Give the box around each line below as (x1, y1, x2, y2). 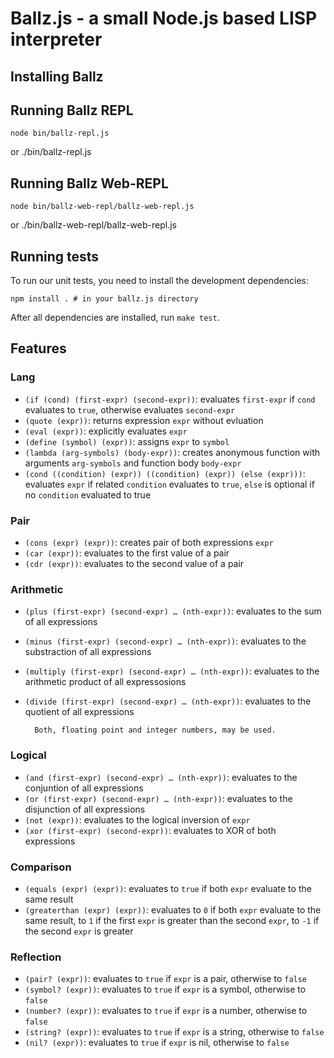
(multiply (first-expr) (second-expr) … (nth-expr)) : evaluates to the (24, 665, 320, 677)
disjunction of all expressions (24, 803, 146, 815)
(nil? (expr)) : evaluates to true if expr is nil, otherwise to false (24, 1037, 290, 1049)
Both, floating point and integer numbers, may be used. (34, 725, 277, 736)
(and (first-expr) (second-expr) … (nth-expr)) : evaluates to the (24, 771, 298, 783)
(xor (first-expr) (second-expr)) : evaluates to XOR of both (24, 824, 277, 836)
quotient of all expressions (24, 706, 135, 718)
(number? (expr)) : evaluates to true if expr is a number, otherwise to (24, 1005, 308, 1017)
